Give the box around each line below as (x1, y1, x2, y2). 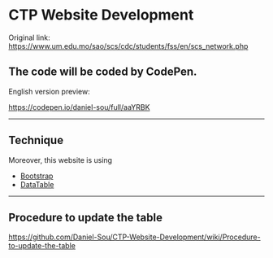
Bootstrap (19, 171, 54, 181)
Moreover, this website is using (8, 155, 112, 164)
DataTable (19, 179, 54, 189)
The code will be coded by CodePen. (8, 65, 197, 79)
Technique (8, 133, 63, 147)
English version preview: (8, 86, 91, 96)
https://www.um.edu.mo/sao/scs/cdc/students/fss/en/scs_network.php (8, 41, 249, 50)
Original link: (8, 33, 50, 42)
